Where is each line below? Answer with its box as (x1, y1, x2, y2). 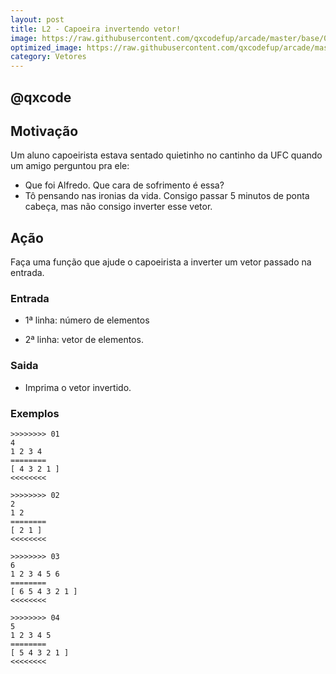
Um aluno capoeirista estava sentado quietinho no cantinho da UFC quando (10, 149, 323, 161)
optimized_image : (10, 42, 83, 53)
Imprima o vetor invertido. (24, 381, 132, 393)
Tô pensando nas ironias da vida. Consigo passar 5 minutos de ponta (24, 190, 310, 202)
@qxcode (10, 89, 72, 106)
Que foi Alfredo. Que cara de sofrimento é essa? (24, 179, 225, 191)
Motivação (10, 122, 79, 140)
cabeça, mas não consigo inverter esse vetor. (24, 201, 213, 213)
